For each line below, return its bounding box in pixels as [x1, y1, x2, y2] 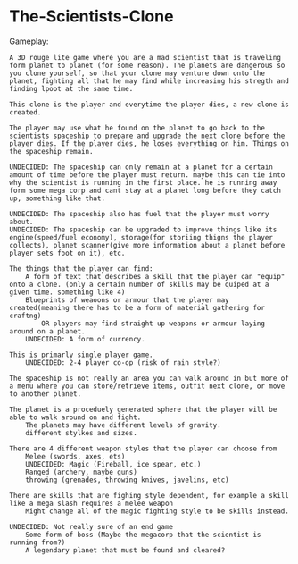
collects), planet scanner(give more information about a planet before [9, 240, 286, 249]
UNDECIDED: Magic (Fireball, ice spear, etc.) [25, 459, 202, 468]
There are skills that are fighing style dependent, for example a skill [9, 491, 290, 500]
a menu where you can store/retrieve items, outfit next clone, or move [9, 382, 286, 391]
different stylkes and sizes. [25, 428, 138, 437]
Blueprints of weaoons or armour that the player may [25, 295, 229, 305]
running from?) [9, 538, 66, 547]
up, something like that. [9, 194, 105, 203]
